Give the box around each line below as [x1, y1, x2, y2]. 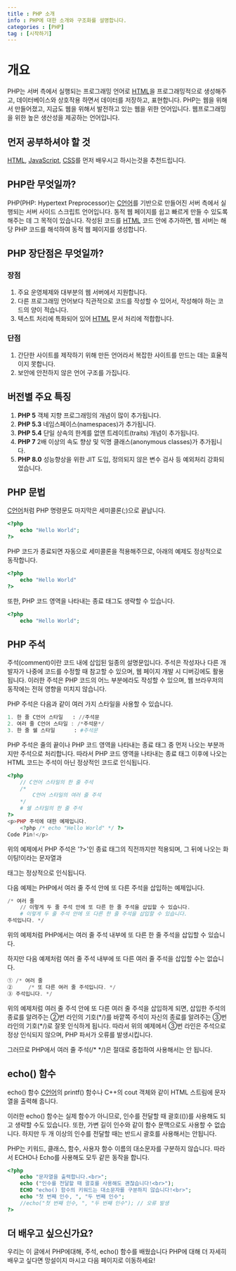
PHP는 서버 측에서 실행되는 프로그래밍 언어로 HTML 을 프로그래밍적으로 [7, 87, 202, 96]
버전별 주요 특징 [7, 391, 72, 403]
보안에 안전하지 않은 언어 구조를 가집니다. [17, 368, 131, 377]
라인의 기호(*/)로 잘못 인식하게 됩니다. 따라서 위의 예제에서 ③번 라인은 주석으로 [7, 1021, 226, 1030]
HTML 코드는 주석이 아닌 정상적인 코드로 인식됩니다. [7, 758, 151, 766]
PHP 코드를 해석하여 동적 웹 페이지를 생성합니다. [14, 225, 147, 233]
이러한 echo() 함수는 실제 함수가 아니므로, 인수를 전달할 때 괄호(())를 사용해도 [7, 1111, 219, 1120]
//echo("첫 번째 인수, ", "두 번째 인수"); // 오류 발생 [20, 1199, 169, 1207]
